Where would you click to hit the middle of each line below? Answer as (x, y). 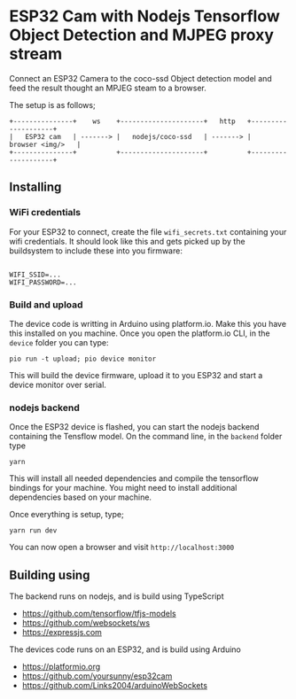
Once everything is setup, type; (66, 515)
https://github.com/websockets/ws (86, 623)
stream (36, 54)
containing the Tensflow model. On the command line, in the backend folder (146, 437)
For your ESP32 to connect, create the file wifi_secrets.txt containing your (148, 231)
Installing (35, 187)
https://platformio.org (61, 667)
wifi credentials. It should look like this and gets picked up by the (127, 241)
